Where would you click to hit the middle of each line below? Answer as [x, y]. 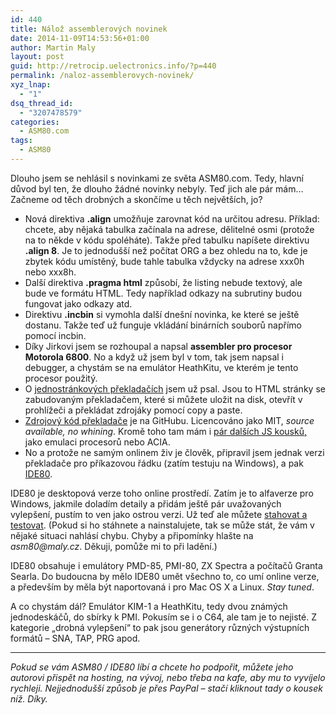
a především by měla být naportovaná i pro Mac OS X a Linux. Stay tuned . [162, 587]
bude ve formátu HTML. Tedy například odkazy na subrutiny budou [163, 293]
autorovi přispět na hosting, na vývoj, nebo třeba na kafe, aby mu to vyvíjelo [168, 677]
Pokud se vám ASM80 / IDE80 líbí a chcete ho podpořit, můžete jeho [152, 667]
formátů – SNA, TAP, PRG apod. [75, 638]
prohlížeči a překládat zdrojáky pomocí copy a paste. [133, 410]
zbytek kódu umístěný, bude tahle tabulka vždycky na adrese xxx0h [164, 261]
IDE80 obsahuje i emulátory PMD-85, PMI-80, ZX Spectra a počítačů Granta [166, 565]
